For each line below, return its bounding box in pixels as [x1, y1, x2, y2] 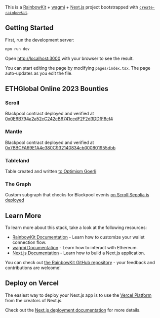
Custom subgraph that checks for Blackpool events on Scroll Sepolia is [5, 192, 150, 198]
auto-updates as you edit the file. [5, 70, 73, 76]
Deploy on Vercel [5, 279, 59, 287]
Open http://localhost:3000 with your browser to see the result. [5, 55, 134, 61]
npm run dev [5, 46, 30, 51]
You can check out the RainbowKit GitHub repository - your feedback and [5, 260, 155, 266]
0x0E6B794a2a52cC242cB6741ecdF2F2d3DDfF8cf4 [5, 116, 113, 122]
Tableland [5, 157, 30, 164]
